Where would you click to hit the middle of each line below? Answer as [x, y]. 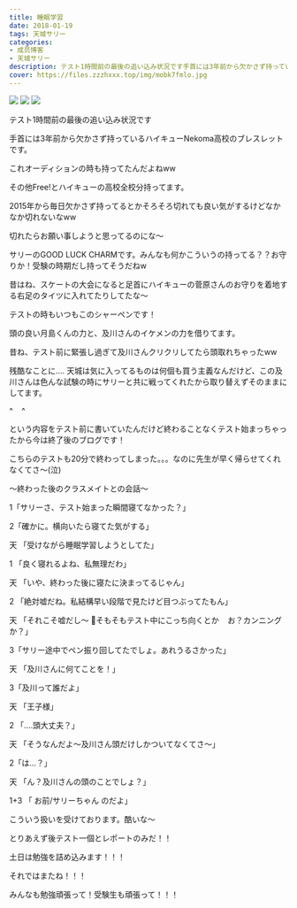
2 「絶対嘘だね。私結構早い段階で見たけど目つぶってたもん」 [121, 601]
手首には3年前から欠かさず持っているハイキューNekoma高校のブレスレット [147, 138]
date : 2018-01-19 [41, 26]
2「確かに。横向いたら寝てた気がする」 [81, 526]
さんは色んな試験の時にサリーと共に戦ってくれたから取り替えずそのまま [148, 381]
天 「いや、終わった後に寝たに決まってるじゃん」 [99, 582]
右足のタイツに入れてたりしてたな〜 [82, 295]
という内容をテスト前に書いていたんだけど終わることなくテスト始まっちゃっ [148, 428]
